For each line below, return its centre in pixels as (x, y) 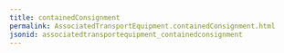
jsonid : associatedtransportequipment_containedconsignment (126, 34)
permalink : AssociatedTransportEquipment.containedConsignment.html (142, 26)
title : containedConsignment (65, 18)
